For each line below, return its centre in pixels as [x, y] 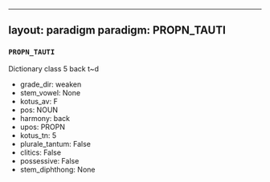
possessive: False [49, 160]
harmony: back [45, 118]
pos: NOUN [39, 110]
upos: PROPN [43, 127]
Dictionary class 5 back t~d [53, 68]
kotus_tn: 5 [38, 135]
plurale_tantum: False [55, 144]
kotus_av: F [39, 101]
